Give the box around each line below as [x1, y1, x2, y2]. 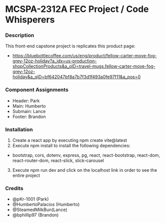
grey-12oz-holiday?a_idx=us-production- [12, 58, 97, 64]
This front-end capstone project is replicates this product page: [5, 43, 136, 49]
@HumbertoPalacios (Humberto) [12, 202, 80, 208]
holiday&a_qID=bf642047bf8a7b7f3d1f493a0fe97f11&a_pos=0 [12, 74, 141, 80]
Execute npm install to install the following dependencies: [12, 143, 131, 149]
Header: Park [12, 98, 40, 104]
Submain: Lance [12, 108, 46, 114]
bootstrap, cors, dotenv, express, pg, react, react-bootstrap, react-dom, [12, 152, 161, 158]
